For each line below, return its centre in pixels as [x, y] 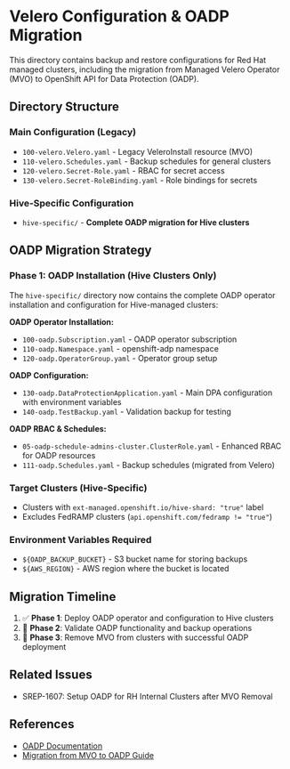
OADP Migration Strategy [81, 251]
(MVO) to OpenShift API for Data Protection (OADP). [104, 78]
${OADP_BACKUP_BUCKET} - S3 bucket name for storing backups [135, 559]
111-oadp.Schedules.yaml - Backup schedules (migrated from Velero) [149, 465]
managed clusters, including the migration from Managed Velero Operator [145, 69]
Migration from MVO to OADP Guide [88, 755]
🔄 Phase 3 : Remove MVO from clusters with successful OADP [135, 637]
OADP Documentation [62, 746]
